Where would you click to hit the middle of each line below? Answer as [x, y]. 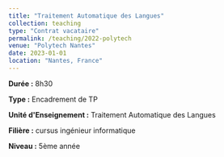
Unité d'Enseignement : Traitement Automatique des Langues [112, 114]
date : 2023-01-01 [38, 53]
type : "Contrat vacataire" [54, 31]
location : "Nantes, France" [56, 61]
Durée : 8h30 [31, 83]
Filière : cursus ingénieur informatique [72, 130]
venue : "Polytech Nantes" [52, 46]
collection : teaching [45, 23]
